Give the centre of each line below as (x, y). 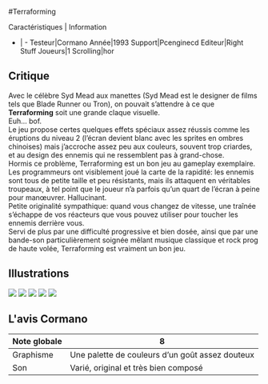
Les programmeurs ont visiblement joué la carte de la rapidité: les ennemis (131, 172)
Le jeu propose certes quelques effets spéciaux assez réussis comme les (129, 129)
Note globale (37, 342)
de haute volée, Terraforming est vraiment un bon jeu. (97, 248)
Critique (29, 76)
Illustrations (39, 274)
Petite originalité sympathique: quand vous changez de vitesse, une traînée (132, 206)
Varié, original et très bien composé (136, 368)
